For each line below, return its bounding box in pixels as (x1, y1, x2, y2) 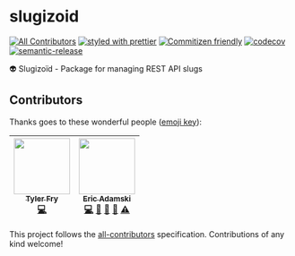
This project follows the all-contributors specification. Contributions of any (9, 228, 285, 239)
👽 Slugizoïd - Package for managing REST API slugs (9, 63, 204, 73)
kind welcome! (9, 238, 64, 249)
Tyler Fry (25, 193, 58, 203)
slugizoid (9, 6, 79, 27)
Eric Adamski (82, 193, 132, 203)
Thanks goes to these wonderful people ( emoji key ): (9, 116, 203, 127)
